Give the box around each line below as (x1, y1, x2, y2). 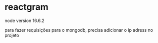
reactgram (4, 1, 49, 13)
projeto (4, 32, 19, 38)
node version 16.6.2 (4, 18, 45, 23)
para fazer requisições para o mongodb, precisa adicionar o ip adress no (4, 27, 154, 33)
